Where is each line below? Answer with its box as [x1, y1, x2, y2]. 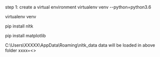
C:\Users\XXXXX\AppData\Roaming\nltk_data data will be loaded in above [5, 42, 155, 48]
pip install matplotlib [5, 33, 46, 38]
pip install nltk [5, 23, 33, 29]
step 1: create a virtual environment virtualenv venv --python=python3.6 [5, 4, 152, 10]
